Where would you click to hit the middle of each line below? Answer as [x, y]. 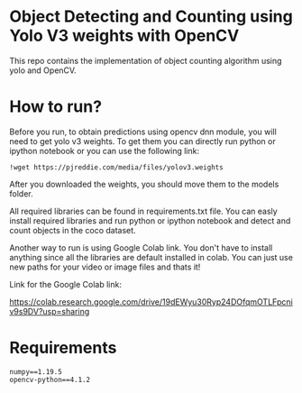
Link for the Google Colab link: [65, 284]
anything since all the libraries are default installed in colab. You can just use [151, 257]
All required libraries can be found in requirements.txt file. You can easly [143, 211]
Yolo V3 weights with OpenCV [124, 36]
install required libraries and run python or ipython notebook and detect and [150, 220]
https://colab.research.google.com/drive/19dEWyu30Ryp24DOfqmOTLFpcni [151, 302]
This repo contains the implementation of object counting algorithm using [146, 60]
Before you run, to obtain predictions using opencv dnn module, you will [143, 132]
